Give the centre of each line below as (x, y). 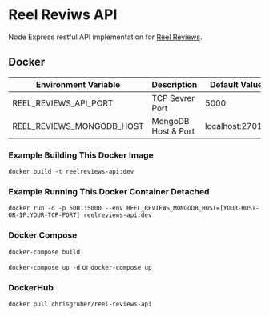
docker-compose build (44, 252)
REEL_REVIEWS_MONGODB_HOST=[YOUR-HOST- (193, 208)
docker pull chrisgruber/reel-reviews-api (80, 304)
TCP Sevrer (173, 98)
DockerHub (31, 287)
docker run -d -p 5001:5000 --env (66, 208)
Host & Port (173, 131)
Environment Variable (78, 84)
